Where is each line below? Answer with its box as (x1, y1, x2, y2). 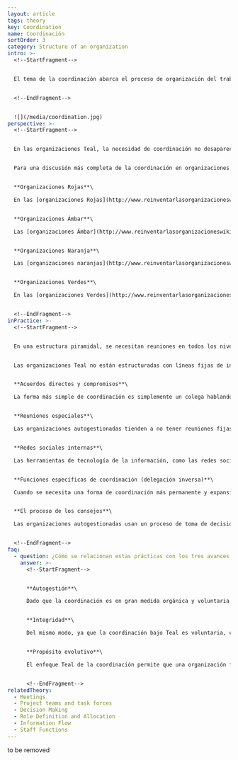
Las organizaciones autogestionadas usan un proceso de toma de (13, 521, 208, 528)
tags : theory (7, 17, 46, 24)
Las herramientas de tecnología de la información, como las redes (13, 457, 217, 464)
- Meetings (13, 693, 46, 701)
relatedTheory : (7, 686, 52, 694)
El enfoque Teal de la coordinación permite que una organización (25, 661, 227, 668)
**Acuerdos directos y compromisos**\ (13, 380, 129, 388)
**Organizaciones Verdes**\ (13, 279, 97, 286)
